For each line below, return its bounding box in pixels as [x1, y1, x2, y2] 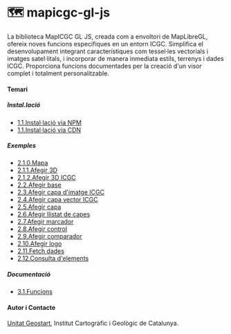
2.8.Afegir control [17, 225, 68, 233]
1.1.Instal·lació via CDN [17, 125, 82, 134]
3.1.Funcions [17, 288, 53, 296]
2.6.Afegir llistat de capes [17, 210, 91, 219]
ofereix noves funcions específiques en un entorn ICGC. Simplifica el [7, 39, 204, 48]
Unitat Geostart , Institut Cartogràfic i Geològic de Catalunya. [7, 319, 179, 327]
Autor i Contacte [7, 304, 56, 312]
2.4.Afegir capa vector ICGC [17, 196, 98, 204]
